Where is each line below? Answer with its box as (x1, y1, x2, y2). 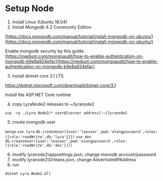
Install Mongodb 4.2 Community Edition (12, 24, 91, 30)
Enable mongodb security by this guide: (5, 48, 85, 54)
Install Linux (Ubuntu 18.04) (12, 19, 68, 25)
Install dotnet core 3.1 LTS (12, 73, 64, 79)
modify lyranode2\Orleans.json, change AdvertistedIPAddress (12, 156, 136, 163)
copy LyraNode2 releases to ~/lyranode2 (12, 101, 95, 107)
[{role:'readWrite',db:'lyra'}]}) (5, 134, 75, 139)
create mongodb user (12, 119, 56, 125)
